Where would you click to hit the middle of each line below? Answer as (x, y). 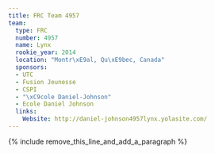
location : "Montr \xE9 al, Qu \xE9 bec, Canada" (90, 60)
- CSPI (26, 89)
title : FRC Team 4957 (44, 15)
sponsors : (31, 67)
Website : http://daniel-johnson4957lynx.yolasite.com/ (115, 119)
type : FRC (31, 30)
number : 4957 (37, 38)
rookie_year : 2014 (46, 52)
